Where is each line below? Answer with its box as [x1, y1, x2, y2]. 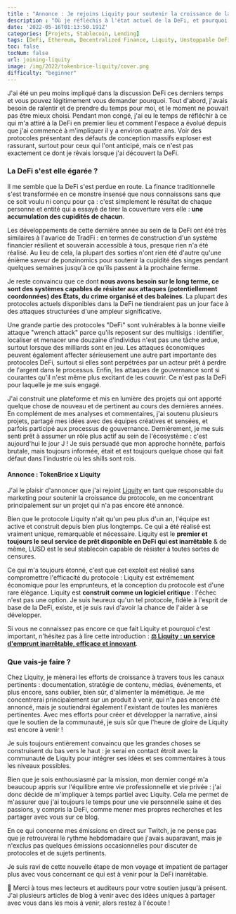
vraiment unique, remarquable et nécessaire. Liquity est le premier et [7, 530, 208, 538]
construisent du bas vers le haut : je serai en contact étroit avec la [7, 747, 198, 755]
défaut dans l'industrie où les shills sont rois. [7, 454, 136, 463]
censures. [7, 552, 37, 561]
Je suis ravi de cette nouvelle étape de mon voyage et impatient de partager [7, 863, 228, 871]
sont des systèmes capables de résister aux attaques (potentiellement [7, 284, 218, 293]
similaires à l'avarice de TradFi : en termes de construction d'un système [7, 233, 218, 242]
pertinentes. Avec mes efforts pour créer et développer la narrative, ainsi [7, 710, 218, 719]
